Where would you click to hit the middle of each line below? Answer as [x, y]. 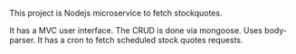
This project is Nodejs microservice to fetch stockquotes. [116, 13]
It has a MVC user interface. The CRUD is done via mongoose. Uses [136, 30]
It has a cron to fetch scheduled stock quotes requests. [140, 40]
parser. [23, 40]
